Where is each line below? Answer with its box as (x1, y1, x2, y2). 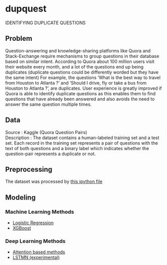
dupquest (5, 3, 47, 15)
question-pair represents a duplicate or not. (5, 151, 96, 157)
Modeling (5, 193, 36, 202)
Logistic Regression (12, 220, 54, 226)
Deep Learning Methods (5, 237, 66, 244)
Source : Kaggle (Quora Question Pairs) (5, 129, 87, 135)
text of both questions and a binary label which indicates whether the (5, 145, 149, 151)
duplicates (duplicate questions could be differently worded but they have (5, 69, 159, 75)
